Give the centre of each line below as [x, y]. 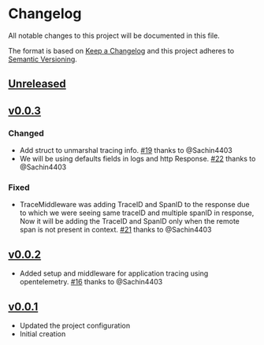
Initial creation [43, 334]
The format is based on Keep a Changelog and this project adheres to [121, 50]
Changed [26, 133]
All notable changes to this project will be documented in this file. [114, 35]
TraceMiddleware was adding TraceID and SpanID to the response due [134, 205]
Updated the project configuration [75, 325]
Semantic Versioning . [43, 59]
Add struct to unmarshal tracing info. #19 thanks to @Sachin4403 [126, 150]
